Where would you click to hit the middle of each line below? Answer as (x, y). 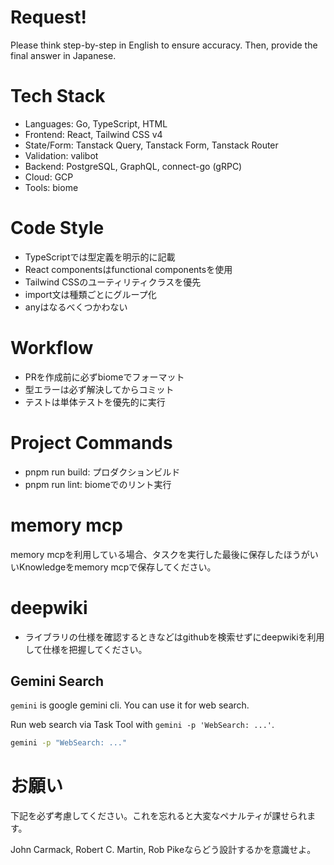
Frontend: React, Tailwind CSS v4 (93, 134)
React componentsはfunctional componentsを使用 (128, 269)
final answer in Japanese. (63, 55)
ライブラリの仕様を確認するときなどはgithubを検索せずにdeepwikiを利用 (174, 637)
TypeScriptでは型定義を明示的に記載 (100, 257)
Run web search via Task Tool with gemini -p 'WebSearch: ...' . (142, 725)
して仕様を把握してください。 (86, 649)
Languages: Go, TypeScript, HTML (96, 123)
